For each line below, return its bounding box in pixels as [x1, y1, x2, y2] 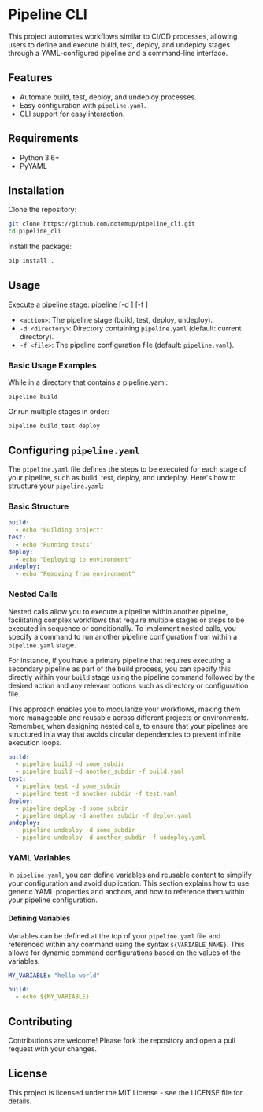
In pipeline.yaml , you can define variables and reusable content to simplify [8, 870, 252, 880]
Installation [8, 184, 65, 197]
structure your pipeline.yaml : [8, 481, 105, 491]
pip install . [8, 257, 55, 265]
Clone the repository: [8, 205, 77, 215]
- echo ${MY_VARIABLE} [15, 993, 90, 1001]
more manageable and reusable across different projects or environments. [8, 712, 250, 722]
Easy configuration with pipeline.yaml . [19, 100, 146, 110]
